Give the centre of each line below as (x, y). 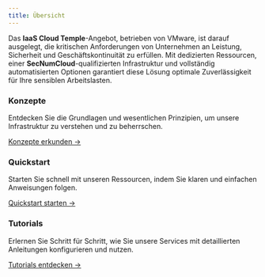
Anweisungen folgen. (43, 188)
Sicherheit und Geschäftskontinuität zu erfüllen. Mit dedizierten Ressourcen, (132, 55)
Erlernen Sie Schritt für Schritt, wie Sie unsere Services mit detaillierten (124, 241)
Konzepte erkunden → (45, 141)
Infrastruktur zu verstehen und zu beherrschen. (86, 126)
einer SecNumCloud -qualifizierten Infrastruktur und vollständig (112, 63)
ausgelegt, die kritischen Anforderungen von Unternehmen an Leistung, (125, 46)
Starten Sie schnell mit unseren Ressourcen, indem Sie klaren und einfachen (132, 180)
